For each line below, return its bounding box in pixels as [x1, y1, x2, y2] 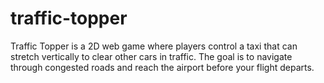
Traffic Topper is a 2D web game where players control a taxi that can [10, 40, 298, 52]
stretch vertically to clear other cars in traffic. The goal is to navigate [10, 50, 293, 62]
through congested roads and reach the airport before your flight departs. [10, 61, 315, 73]
